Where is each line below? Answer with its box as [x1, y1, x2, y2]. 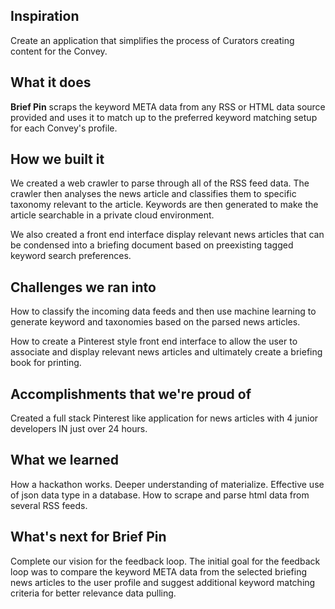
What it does [10, 74, 92, 91]
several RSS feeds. [10, 499, 88, 511]
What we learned [10, 452, 119, 469]
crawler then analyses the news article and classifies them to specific [10, 188, 297, 200]
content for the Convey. [10, 45, 108, 57]
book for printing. [10, 357, 82, 369]
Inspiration [10, 8, 80, 25]
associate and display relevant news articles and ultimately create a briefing [10, 346, 323, 358]
